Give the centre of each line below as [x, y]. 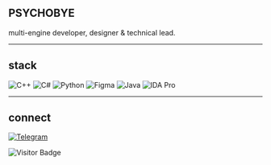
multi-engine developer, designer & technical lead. [92, 32]
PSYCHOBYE [42, 13]
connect [29, 118]
